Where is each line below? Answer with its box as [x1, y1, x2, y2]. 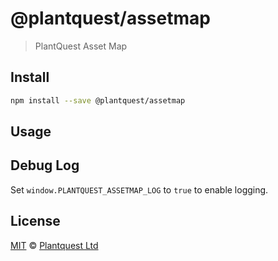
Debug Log [10, 157, 80, 174]
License [10, 213, 61, 230]
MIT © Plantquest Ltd [10, 239, 99, 251]
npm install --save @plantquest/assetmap [10, 95, 186, 106]
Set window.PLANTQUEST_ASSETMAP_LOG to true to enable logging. [10, 183, 269, 196]
